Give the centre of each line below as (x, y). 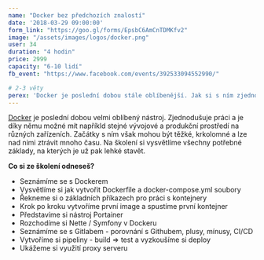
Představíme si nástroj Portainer (71, 215)
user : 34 (22, 45)
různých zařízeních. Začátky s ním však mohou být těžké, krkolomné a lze (128, 134)
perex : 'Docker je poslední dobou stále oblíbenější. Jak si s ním (121, 95)
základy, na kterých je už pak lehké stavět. (77, 151)
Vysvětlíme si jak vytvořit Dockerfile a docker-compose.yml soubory (130, 190)
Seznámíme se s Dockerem (64, 181)
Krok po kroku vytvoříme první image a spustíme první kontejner (123, 207)
